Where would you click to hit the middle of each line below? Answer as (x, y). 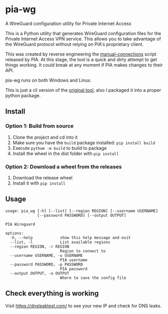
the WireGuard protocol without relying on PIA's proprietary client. (75, 44)
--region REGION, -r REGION (40, 246)
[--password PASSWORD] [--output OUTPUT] (82, 215)
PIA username (74, 260)
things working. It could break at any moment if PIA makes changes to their (84, 65)
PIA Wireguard (20, 224)
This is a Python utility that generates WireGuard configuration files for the (83, 33)
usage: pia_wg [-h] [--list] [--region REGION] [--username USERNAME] (82, 211)
